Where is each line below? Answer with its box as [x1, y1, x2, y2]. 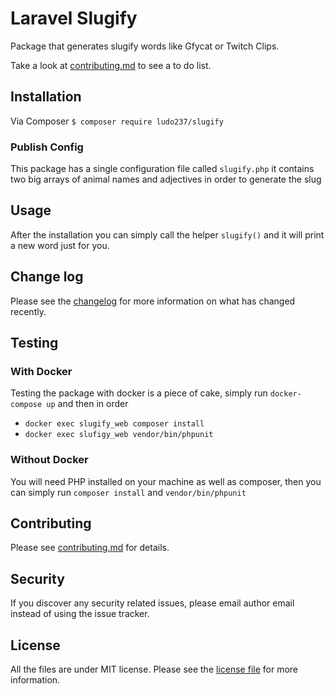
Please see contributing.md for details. [10, 542, 170, 554]
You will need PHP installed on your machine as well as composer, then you [10, 475, 322, 487]
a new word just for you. [10, 239, 110, 251]
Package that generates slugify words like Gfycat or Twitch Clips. [10, 40, 280, 52]
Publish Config [10, 140, 84, 154]
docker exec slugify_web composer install [24, 419, 205, 429]
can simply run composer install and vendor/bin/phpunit [10, 486, 247, 498]
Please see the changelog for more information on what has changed [10, 295, 296, 307]
